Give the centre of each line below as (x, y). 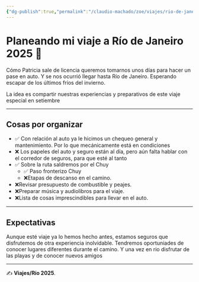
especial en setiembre (33, 100)
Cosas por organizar (44, 124)
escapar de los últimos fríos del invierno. (56, 82)
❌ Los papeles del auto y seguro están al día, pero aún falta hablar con (101, 152)
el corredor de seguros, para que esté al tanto (71, 158)
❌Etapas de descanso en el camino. (68, 178)
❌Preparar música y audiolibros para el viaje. (70, 191)
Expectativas (31, 222)
